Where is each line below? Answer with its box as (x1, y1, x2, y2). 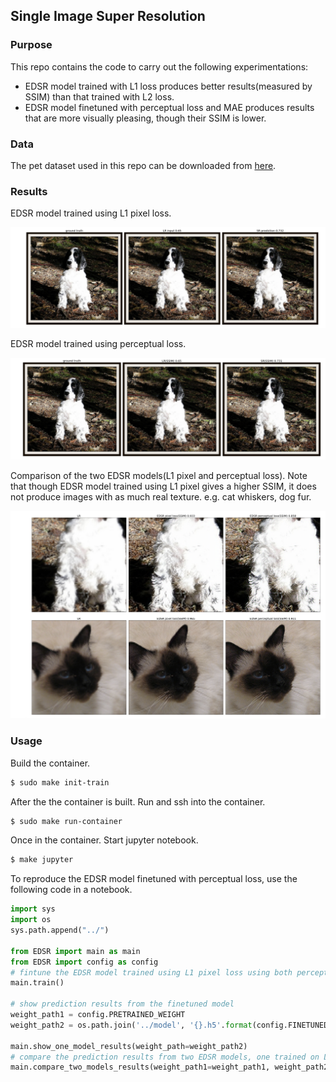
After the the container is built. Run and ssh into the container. (10, 795, 266, 808)
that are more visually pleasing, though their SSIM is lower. (24, 112, 267, 124)
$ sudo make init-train (10, 777, 110, 788)
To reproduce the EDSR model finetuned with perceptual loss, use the (10, 873, 298, 885)
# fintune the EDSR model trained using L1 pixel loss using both (10, 967, 293, 978)
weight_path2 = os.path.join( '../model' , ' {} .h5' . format (10, 1020, 253, 1030)
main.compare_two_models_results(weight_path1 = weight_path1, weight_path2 (10, 1062, 329, 1073)
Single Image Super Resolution (10, 8, 206, 25)
